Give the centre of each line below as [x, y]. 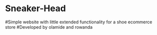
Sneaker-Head [36, 9]
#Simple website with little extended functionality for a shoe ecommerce [79, 22]
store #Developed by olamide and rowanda [49, 27]
